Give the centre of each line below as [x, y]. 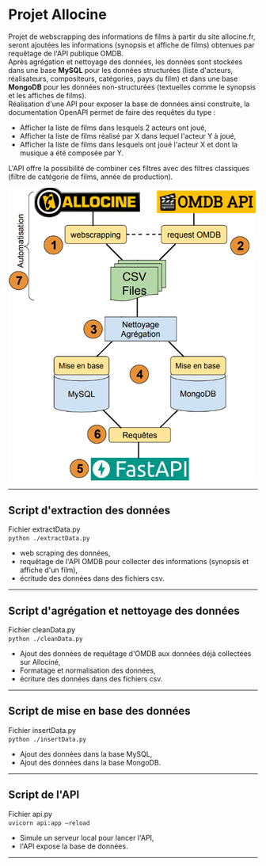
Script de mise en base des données [100, 711]
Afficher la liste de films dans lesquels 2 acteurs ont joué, [113, 128]
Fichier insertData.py [42, 730]
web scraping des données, [65, 553]
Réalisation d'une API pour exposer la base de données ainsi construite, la [129, 104]
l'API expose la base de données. [74, 846]
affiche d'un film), [48, 570]
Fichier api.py [30, 814]
